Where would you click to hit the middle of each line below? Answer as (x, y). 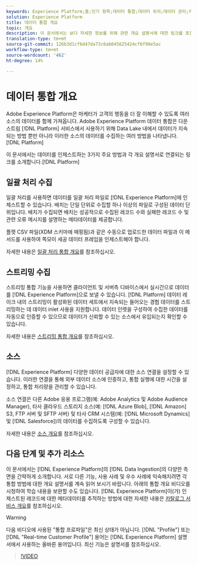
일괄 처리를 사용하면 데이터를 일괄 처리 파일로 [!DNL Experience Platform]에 (94, 198)
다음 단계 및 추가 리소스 (45, 454)
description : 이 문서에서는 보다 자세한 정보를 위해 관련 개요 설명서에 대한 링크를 (94, 33)
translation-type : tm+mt (36, 39)
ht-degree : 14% (25, 60)
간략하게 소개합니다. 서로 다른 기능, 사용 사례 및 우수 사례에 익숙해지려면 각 (102, 476)
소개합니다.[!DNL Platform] (48, 162)
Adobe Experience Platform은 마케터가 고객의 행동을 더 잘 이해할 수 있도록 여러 (98, 114)
